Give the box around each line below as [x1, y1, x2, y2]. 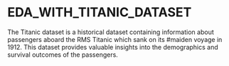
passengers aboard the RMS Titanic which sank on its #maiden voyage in [7, 35, 223, 43]
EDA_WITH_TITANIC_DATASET [7, 4, 192, 21]
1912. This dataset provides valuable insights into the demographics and [7, 43, 218, 51]
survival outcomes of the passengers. [7, 50, 119, 59]
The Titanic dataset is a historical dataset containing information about [7, 28, 215, 36]
